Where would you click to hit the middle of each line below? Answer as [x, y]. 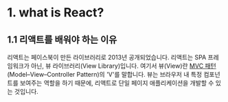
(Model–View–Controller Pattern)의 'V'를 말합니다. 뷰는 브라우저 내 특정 [105, 74]
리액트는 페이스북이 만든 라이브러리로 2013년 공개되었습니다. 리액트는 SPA [107, 57]
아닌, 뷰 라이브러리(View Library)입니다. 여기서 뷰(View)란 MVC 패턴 [123, 66]
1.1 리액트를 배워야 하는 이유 [62, 39]
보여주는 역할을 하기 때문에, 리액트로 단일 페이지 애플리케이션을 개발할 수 [117, 83]
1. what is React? [56, 13]
